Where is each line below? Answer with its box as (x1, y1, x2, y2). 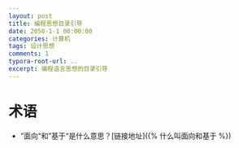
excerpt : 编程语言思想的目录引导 (8, 65, 108, 73)
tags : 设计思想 (8, 42, 55, 50)
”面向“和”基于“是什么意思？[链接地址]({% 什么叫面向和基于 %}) (20, 131, 232, 141)
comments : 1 (8, 50, 49, 58)
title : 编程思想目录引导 (8, 20, 83, 28)
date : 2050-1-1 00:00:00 (8, 27, 93, 35)
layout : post (8, 11, 53, 20)
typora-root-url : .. (8, 58, 79, 66)
